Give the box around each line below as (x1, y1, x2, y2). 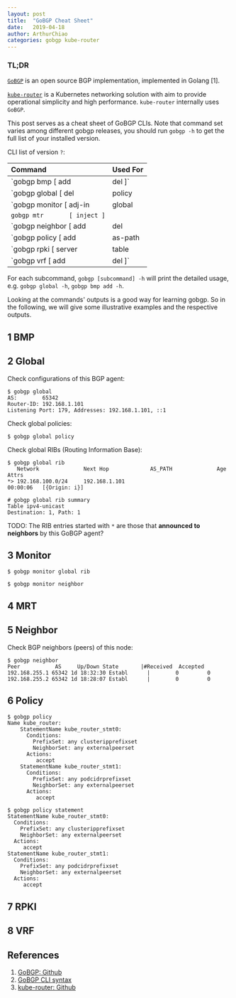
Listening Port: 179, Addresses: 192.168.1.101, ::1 (7, 407, 167, 414)
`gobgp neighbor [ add (11, 221, 86, 231)
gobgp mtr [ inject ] (11, 211, 106, 220)
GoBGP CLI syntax (17, 975, 72, 984)
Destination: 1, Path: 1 (7, 509, 81, 516)
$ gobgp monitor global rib (7, 568, 91, 576)
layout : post (7, 10, 46, 18)
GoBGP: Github (17, 968, 62, 977)
